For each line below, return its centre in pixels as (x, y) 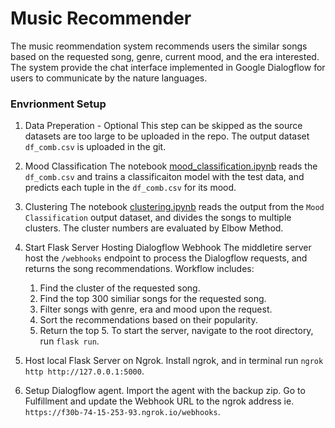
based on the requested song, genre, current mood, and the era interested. (165, 56)
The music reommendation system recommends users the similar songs (159, 46)
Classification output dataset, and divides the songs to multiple (158, 218)
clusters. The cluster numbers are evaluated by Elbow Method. (154, 228)
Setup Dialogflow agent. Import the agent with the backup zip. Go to (165, 391)
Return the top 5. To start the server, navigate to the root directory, (176, 331)
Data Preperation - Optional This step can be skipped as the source (163, 126)
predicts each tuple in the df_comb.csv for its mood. (130, 188)
